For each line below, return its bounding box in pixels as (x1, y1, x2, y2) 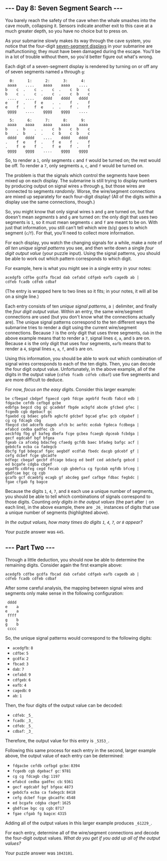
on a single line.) (5, 293, 39, 300)
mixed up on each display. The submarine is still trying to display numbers (5, 177, 158, 183)
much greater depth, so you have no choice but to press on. (5, 28, 129, 34)
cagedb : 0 (12, 687, 31, 693)
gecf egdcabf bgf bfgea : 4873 (12, 783, 73, 789)
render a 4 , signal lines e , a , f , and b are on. (5, 346, 94, 352)
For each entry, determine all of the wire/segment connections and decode (5, 829, 160, 835)
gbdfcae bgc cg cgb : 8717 (12, 805, 65, 811)
